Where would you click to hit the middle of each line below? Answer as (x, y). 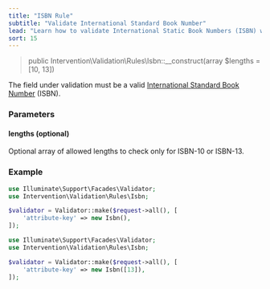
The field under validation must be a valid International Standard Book (124, 85)
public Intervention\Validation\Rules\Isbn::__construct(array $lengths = (144, 61)
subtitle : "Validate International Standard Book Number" (107, 23)
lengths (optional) (39, 133)
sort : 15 (23, 38)
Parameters (31, 115)
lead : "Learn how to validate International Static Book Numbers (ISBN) (133, 31)
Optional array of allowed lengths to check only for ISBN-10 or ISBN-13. (126, 151)
